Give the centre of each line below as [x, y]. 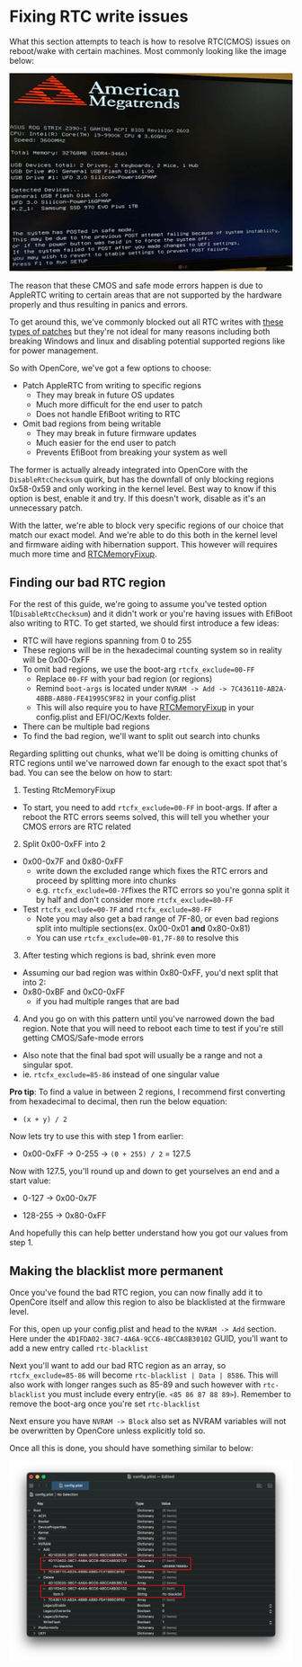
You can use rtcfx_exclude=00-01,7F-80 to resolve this [138, 938]
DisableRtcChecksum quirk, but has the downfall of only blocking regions [142, 479]
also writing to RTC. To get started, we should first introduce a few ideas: [145, 623]
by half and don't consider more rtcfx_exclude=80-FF [134, 900]
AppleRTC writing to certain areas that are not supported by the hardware [146, 295]
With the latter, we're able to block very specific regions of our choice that [147, 526]
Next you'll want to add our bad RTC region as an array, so [118, 1365]
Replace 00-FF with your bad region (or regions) [124, 679]
